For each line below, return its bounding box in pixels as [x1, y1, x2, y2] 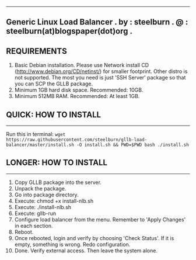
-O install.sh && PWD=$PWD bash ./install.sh [76, 142, 190, 148]
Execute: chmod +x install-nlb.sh [14, 197, 94, 204]
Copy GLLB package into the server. [14, 179, 102, 186]
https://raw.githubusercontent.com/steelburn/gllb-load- [6, 137, 148, 143]
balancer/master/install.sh [6, 142, 75, 148]
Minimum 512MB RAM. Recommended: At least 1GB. [14, 93, 140, 100]
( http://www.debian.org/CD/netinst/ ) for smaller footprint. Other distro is [14, 68, 188, 75]
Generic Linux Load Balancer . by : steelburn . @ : [6, 17, 188, 27]
